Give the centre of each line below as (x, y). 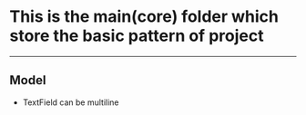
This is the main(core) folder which (144, 17)
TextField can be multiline (71, 102)
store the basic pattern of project (137, 36)
